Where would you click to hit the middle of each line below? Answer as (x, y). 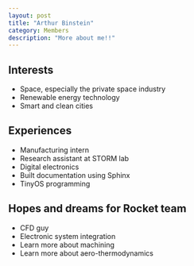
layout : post (30, 15)
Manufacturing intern (54, 150)
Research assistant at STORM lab (74, 158)
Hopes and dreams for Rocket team (97, 208)
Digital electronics (49, 167)
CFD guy (34, 228)
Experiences (40, 131)
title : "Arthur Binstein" (51, 23)
